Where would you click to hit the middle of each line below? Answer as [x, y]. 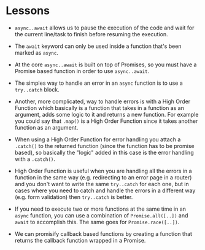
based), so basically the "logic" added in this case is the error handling [104, 152]
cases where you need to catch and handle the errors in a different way [105, 190]
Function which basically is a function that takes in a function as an [99, 107]
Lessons [28, 11]
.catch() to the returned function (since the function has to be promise [104, 146]
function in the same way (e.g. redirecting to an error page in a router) [103, 177]
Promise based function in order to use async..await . [82, 71]
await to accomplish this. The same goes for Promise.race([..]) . [97, 222]
